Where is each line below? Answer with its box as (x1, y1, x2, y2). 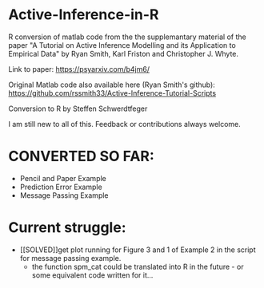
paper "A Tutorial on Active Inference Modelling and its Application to (8, 40, 236, 49)
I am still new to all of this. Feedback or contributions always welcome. (8, 119, 242, 128)
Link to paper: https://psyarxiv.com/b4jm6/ (8, 64, 150, 73)
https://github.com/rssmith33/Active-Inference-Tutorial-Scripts (8, 88, 217, 97)
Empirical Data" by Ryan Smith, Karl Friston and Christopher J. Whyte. (8, 49, 238, 58)
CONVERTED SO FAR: (8, 148, 154, 165)
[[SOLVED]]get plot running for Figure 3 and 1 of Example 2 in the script (19, 245, 256, 254)
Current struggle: (8, 219, 126, 237)
